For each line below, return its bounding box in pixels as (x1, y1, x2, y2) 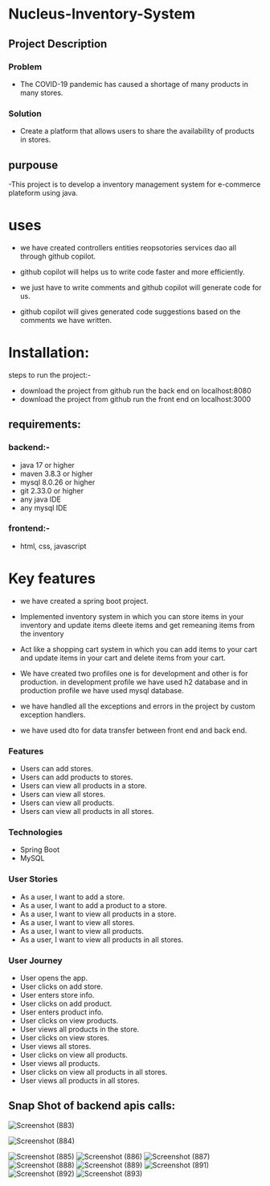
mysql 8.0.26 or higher (19, 477, 96, 487)
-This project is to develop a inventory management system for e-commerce (8, 179, 261, 189)
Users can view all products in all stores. (19, 807, 154, 816)
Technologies (8, 827, 63, 837)
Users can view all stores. (19, 790, 106, 800)
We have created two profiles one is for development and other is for (19, 668, 248, 678)
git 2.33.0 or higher (19, 486, 84, 495)
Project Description (8, 37, 108, 51)
